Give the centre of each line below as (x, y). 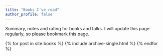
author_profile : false (29, 14)
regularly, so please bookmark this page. (47, 34)
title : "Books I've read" (32, 10)
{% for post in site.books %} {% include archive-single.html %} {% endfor (81, 43)
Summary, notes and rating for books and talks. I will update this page (77, 28)
